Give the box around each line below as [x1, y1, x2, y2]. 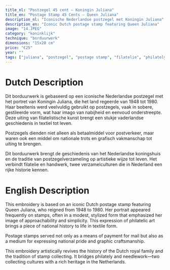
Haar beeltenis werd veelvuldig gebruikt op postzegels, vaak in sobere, [5, 104, 153, 110]
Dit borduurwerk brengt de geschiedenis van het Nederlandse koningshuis [5, 151, 161, 157]
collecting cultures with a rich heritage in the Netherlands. [5, 259, 126, 265]
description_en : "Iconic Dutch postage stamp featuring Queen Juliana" [5, 21, 159, 27]
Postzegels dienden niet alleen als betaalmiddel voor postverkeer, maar [5, 130, 154, 136]
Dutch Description [5, 77, 83, 88]
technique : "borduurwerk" [5, 36, 60, 41]
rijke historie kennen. [5, 167, 49, 173]
